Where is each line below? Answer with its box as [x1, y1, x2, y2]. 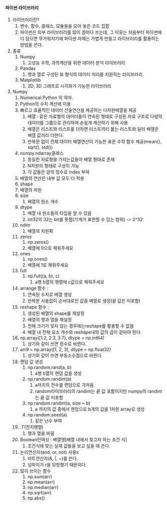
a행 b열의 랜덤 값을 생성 [35, 370, 82, 376]
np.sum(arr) [27, 474, 53, 480]
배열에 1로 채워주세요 [27, 262, 69, 268]
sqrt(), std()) [27, 144, 53, 150]
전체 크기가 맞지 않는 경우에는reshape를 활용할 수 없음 [27, 323, 134, 329]
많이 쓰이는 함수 [20, 468, 51, 474]
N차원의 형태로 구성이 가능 [27, 163, 79, 169]
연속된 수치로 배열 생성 [27, 291, 72, 297]
